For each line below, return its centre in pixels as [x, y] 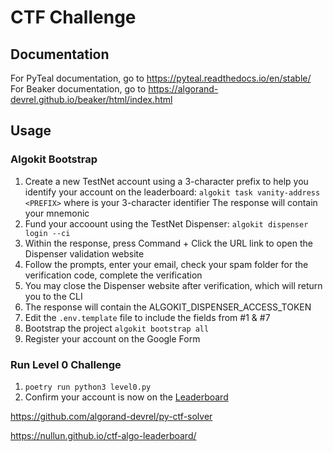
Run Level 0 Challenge [66, 364]
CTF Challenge [73, 17]
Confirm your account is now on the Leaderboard [126, 397]
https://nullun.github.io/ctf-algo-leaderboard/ [103, 435]
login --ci [47, 233]
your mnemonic [57, 213]
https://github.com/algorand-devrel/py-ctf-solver [111, 416]
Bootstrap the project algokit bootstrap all [117, 328]
